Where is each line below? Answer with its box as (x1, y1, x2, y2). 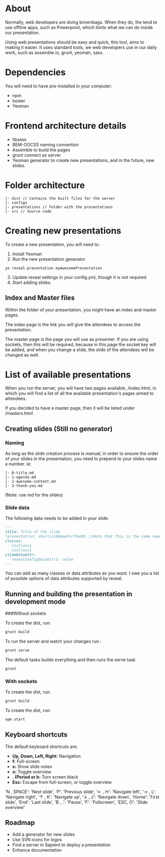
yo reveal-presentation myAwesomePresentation (5, 266, 102, 271)
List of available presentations (5, 369, 131, 380)
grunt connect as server (12, 152, 61, 158)
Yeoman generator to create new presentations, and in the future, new (12, 157, 155, 163)
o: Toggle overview (12, 769, 52, 774)
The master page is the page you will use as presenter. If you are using (5, 336, 149, 342)
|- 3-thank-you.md (5, 483, 43, 489)
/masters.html (5, 411, 33, 416)
